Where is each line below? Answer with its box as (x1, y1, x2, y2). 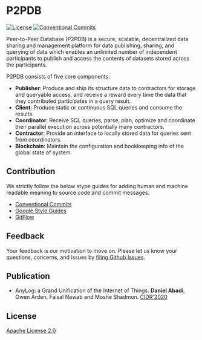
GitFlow (15, 213, 34, 221)
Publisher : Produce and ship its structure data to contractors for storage (15, 84, 196, 91)
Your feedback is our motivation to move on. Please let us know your (6, 247, 177, 254)
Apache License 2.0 (6, 327, 56, 335)
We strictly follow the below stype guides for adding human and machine (6, 182, 189, 189)
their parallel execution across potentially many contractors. (15, 123, 165, 130)
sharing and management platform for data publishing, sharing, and (6, 42, 175, 49)
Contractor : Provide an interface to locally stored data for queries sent (15, 129, 192, 137)
